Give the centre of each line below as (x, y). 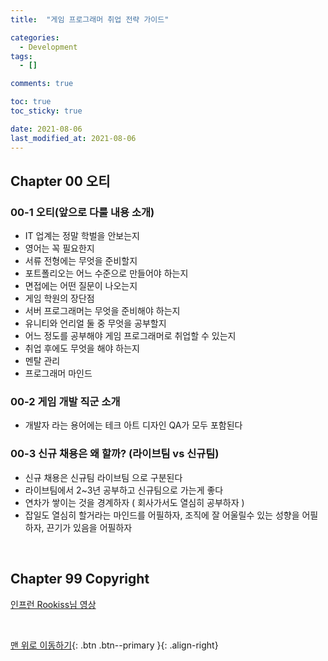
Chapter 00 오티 (60, 181)
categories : (35, 37)
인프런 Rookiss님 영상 (53, 604)
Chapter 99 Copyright (80, 579)
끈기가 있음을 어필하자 (89, 527)
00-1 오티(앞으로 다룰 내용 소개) (82, 212)
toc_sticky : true (46, 111)
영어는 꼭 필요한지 (59, 248)
